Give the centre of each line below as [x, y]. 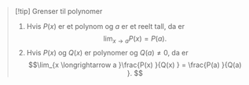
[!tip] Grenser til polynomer [59, 11]
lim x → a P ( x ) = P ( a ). [135, 40]
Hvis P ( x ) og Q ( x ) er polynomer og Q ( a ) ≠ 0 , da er [108, 52]
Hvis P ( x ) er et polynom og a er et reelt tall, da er [106, 26]
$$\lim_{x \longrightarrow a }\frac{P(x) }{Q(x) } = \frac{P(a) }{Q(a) [135, 65]
